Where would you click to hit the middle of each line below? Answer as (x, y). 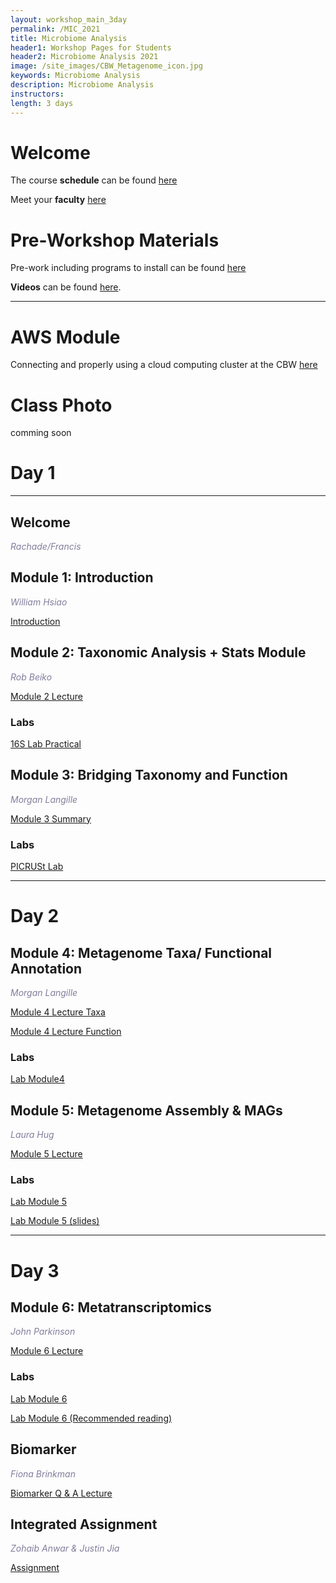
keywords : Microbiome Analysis (75, 76)
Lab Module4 (37, 1079)
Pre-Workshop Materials (115, 240)
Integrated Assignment (84, 1524)
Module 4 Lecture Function (66, 1032)
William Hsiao (39, 602)
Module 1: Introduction (82, 577)
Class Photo (61, 405)
